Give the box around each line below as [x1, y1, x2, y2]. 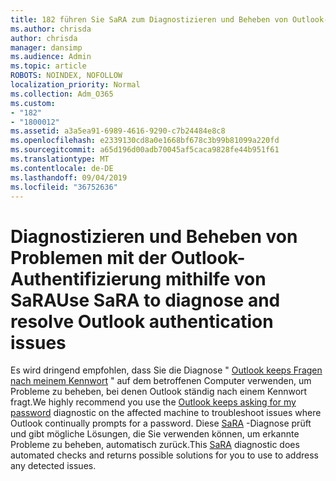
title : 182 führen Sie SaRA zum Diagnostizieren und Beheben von [10, 14, 288, 25]
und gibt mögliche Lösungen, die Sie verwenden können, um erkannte [10, 428, 300, 440]
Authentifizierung [10, 267, 162, 290]
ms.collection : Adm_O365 [10, 89, 114, 99]
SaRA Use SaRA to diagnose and [10, 289, 281, 311]
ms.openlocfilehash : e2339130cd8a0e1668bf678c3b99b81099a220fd [10, 136, 280, 146]
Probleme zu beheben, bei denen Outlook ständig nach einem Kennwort [10, 386, 308, 398]
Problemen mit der [10, 246, 168, 269]
